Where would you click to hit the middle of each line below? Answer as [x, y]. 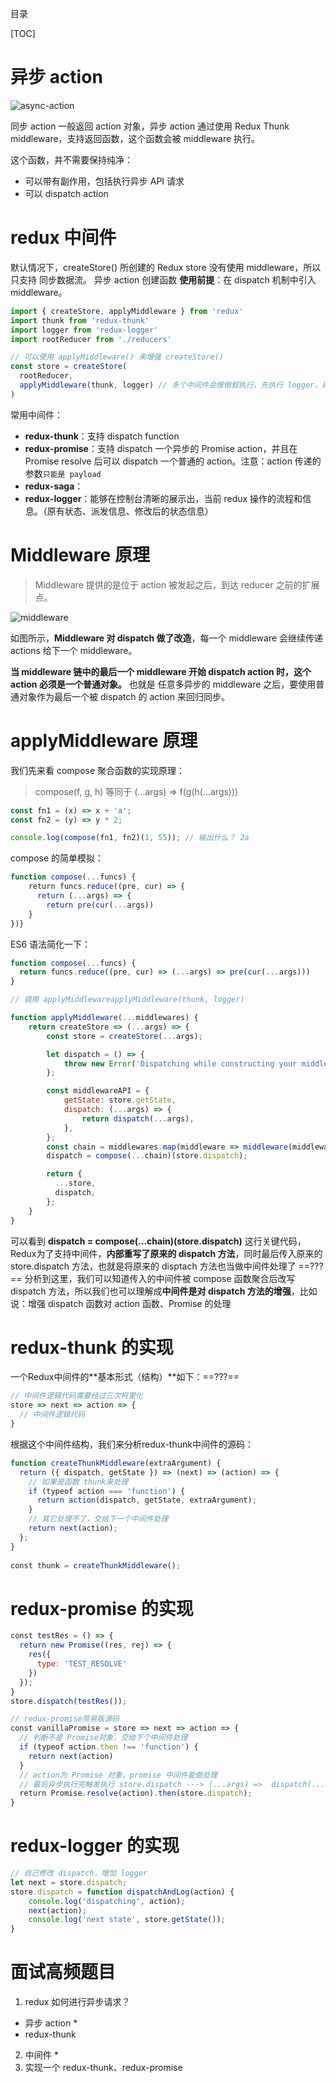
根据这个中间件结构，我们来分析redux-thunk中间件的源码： [132, 1444]
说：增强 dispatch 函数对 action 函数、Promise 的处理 [121, 1303]
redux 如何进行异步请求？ [77, 2002]
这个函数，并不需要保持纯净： [71, 159]
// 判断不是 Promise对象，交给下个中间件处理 [103, 1738]
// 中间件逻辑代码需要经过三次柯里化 [76, 1396]
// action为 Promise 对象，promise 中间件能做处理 [118, 1775]
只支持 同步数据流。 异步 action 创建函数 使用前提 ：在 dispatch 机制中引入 [163, 279]
